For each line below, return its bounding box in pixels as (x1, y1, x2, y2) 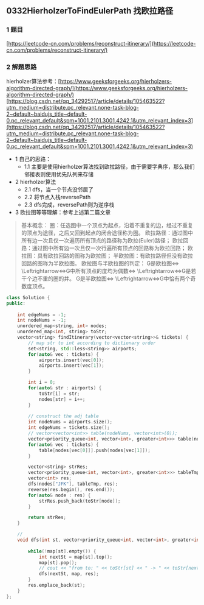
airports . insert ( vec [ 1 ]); (38, 363, 104, 369)
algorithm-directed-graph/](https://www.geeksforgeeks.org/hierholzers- (6, 84, 188, 91)
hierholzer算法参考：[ (6, 77, 61, 85)
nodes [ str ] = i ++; (38, 396, 86, 402)
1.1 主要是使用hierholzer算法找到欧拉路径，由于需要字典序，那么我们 (24, 163, 195, 170)
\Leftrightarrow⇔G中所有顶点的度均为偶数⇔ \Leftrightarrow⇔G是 (21, 267, 191, 274)
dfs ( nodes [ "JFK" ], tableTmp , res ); (28, 481, 118, 487)
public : (6, 300, 26, 306)
